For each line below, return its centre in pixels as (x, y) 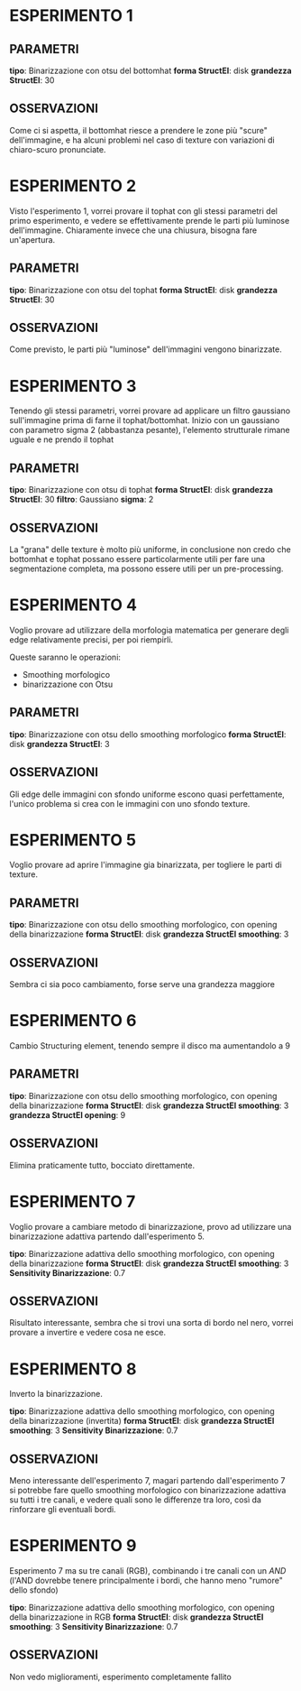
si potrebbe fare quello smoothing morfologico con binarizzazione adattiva (148, 1491)
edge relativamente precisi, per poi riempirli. (91, 639)
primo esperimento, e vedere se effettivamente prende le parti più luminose (150, 220)
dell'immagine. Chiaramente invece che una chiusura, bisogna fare (133, 230)
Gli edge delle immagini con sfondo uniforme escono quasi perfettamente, (147, 794)
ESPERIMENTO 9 (73, 1546)
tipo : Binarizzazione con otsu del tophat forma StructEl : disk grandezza (143, 290)
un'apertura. (32, 239)
